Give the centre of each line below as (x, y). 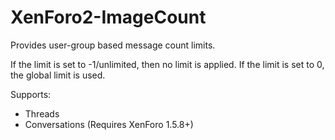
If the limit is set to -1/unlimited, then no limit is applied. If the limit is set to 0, (167, 64)
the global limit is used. (58, 75)
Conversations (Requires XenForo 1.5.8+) (109, 124)
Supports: (31, 94)
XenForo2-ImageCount (108, 17)
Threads (42, 113)
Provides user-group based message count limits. (113, 45)
